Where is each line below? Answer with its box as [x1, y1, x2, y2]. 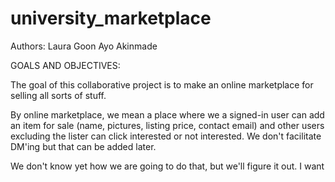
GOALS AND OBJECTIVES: [10, 59, 121, 71]
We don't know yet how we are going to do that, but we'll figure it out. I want [10, 160, 325, 172]
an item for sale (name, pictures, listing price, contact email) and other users [10, 119, 325, 131]
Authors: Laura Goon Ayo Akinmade [10, 40, 158, 52]
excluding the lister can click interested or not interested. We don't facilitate [10, 130, 322, 142]
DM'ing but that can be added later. [10, 140, 157, 152]
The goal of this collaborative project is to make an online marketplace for [10, 78, 314, 91]
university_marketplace [10, 7, 212, 30]
